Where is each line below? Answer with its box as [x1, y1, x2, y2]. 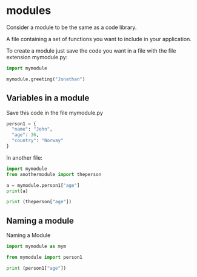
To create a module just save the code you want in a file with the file [6, 47, 176, 54]
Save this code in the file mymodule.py [6, 109, 103, 116]
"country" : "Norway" [12, 137, 64, 144]
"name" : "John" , [12, 126, 53, 132]
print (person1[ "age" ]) [6, 265, 67, 271]
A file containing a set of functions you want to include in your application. [6, 35, 192, 42]
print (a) [6, 188, 28, 194]
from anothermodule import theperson [6, 171, 102, 177]
